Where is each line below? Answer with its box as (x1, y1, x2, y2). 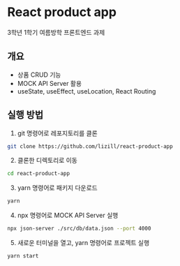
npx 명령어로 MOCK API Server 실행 (17, 211, 119, 220)
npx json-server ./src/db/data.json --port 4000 (7, 225, 151, 232)
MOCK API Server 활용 (17, 79, 82, 87)
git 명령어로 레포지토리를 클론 (17, 128, 98, 137)
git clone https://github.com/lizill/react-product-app (7, 142, 173, 150)
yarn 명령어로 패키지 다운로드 (17, 184, 98, 192)
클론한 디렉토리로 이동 (17, 156, 78, 165)
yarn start (7, 253, 39, 260)
